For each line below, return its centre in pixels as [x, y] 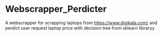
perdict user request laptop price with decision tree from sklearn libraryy [80, 28]
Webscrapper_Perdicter [56, 9]
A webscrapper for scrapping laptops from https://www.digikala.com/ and [81, 23]
